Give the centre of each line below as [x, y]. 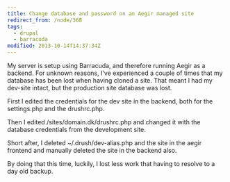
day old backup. [30, 171]
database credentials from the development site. [76, 130]
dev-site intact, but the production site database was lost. [90, 88]
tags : [15, 26]
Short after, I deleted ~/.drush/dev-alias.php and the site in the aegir [105, 143]
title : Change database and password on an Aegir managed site [101, 14]
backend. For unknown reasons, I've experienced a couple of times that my [115, 73]
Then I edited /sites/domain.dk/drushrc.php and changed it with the [104, 122]
